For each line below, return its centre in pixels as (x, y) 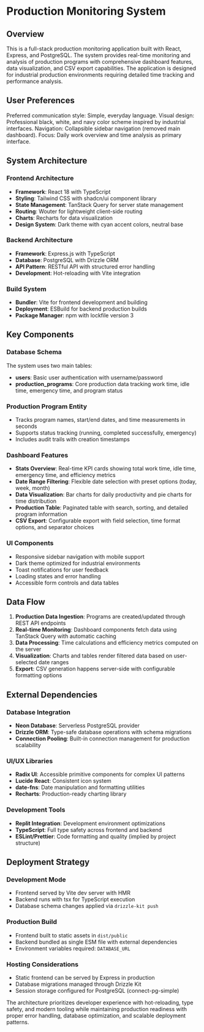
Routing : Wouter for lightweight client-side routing (79, 211)
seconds (26, 426)
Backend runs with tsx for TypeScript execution (75, 899)
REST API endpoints (40, 623)
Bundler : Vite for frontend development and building (81, 303)
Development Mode (36, 880)
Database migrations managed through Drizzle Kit (78, 984)
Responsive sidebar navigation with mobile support (80, 556)
